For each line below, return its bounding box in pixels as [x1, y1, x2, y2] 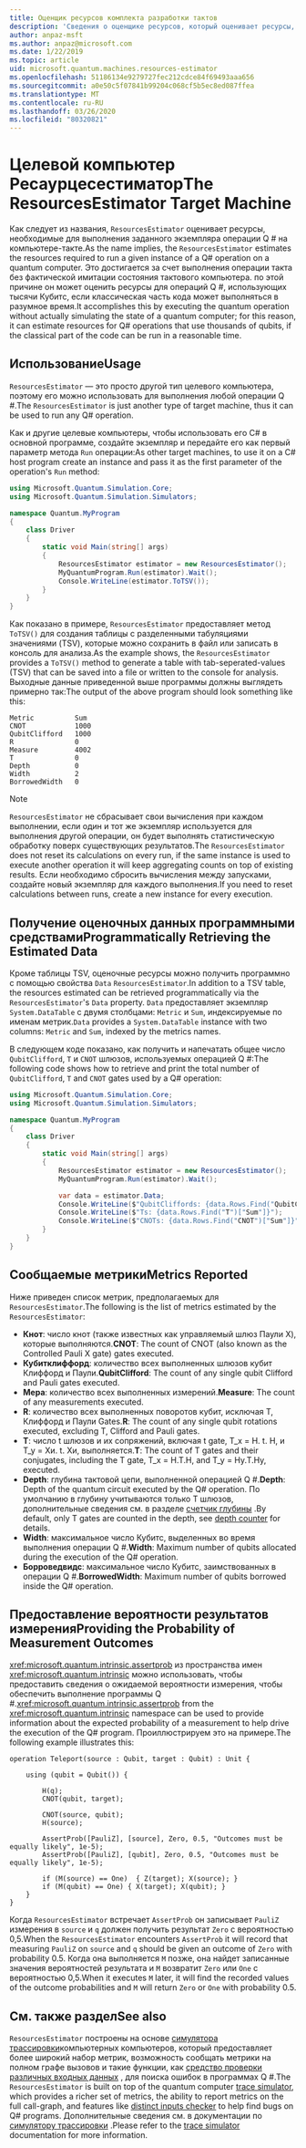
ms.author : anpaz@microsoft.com [9, 38, 132, 48]
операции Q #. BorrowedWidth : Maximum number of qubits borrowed [22, 1571, 287, 1582]
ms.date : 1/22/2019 [9, 47, 84, 57]
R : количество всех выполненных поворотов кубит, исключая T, [22, 1406, 274, 1416]
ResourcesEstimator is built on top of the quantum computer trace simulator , [9, 2081, 294, 2092]
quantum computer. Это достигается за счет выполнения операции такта [9, 262, 293, 274]
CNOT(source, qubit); [42, 1811, 125, 1820]
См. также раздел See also [9, 2008, 167, 2024]
